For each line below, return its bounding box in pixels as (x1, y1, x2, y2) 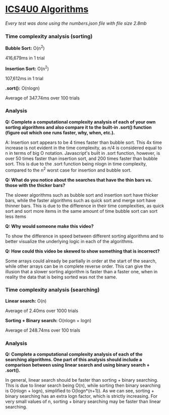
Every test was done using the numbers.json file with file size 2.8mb (5, 20, 147, 26)
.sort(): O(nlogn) (5, 85, 40, 91)
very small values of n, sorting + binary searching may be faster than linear (5, 398, 161, 404)
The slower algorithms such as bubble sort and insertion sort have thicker (5, 192, 159, 198)
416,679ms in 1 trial (5, 54, 45, 61)
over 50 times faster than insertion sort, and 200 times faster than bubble (5, 155, 158, 161)
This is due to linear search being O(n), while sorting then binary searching (5, 382, 161, 389)
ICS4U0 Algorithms (5, 4, 89, 15)
